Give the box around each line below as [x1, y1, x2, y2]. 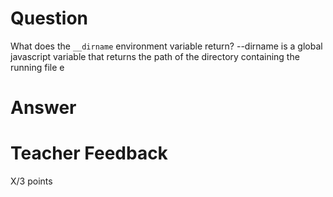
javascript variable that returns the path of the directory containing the [10, 50, 300, 62]
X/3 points [10, 175, 53, 187]
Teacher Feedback [10, 142, 168, 165]
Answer [10, 97, 77, 119]
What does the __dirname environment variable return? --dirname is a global [10, 40, 323, 52]
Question [10, 7, 88, 30]
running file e [10, 61, 65, 73]
